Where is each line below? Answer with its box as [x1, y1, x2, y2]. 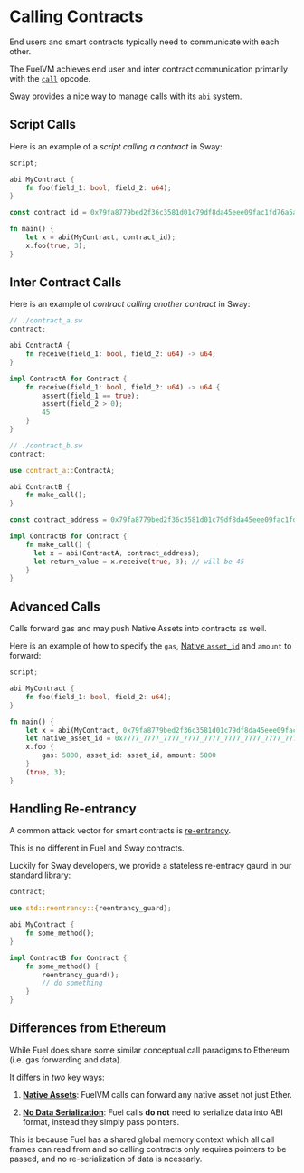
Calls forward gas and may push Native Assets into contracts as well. [9, 623, 267, 634]
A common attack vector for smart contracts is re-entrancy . [9, 825, 232, 836]
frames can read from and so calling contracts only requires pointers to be [9, 1143, 287, 1154]
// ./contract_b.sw [9, 441, 83, 450]
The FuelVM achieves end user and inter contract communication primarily [9, 63, 288, 74]
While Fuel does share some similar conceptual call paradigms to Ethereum [9, 1044, 290, 1055]
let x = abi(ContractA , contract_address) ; [33, 548, 201, 558]
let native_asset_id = [25, 734, 111, 744]
